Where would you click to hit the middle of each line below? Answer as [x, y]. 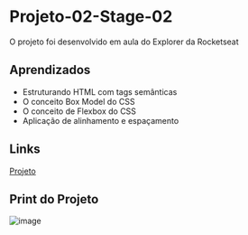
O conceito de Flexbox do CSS [79, 111]
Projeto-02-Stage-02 [91, 17]
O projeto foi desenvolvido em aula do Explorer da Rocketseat [124, 42]
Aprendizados [50, 70]
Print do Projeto [54, 199]
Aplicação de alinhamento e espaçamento [101, 120]
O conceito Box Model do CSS [78, 101]
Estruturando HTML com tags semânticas [100, 91]
